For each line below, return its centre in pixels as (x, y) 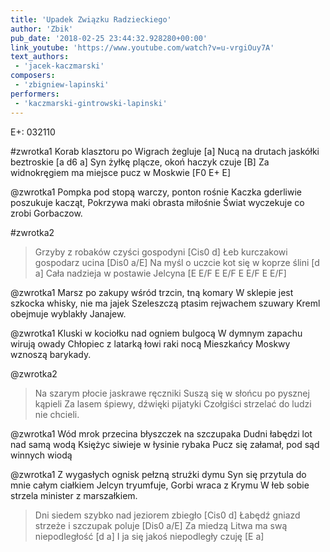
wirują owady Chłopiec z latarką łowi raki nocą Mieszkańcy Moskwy (150, 343)
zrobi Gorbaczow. (46, 213)
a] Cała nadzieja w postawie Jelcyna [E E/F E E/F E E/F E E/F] (160, 273)
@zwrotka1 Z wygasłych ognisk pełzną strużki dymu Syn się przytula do (158, 474)
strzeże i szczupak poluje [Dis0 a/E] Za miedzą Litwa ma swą (161, 525)
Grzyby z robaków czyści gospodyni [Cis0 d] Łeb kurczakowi (161, 252)
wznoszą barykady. (51, 354)
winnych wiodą (41, 455)
